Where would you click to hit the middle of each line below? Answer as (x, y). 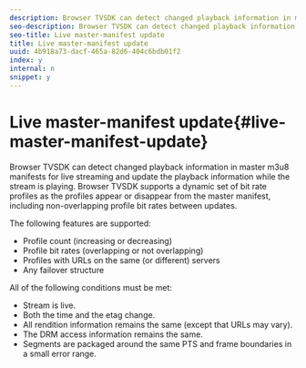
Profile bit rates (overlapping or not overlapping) (113, 250)
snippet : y (30, 77)
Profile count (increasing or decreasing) (97, 240)
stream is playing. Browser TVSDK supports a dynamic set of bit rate (138, 186)
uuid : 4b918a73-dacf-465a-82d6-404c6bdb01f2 (95, 52)
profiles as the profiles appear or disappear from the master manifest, (140, 196)
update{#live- (233, 122)
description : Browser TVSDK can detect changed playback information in (150, 18)
